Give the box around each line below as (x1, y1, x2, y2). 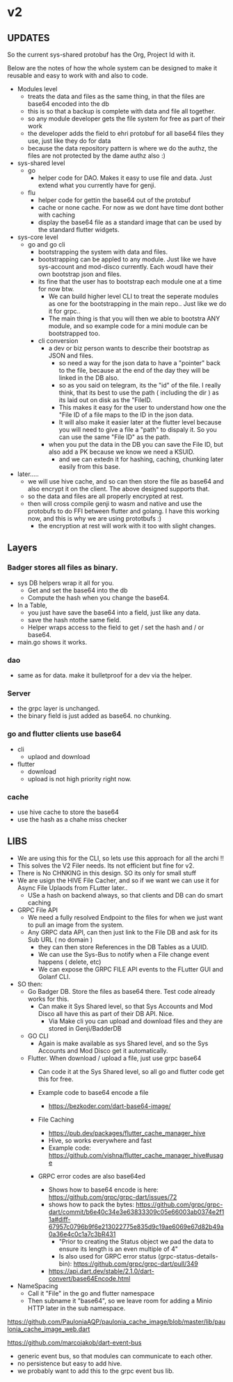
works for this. (27, 995, 70, 1003)
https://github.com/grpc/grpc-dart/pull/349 (73, 1259, 198, 1268)
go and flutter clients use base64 (7, 729, 122, 739)
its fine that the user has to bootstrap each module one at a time (38, 277, 223, 286)
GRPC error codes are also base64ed (38, 1172, 146, 1180)
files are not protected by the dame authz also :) (27, 151, 166, 160)
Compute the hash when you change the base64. (27, 593, 170, 601)
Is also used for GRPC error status (58, 1252, 156, 1260)
